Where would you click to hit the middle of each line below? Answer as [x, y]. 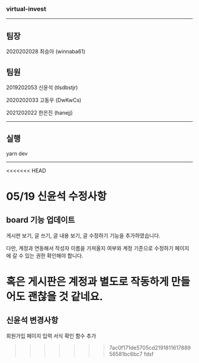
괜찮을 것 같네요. [65, 296]
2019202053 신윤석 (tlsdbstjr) [42, 87]
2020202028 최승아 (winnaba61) [46, 52]
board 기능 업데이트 [41, 220]
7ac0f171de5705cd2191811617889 [150, 348]
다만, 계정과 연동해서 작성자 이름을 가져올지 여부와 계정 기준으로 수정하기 [90, 248]
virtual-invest [26, 9]
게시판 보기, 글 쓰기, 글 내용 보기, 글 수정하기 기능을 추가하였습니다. [84, 235]
